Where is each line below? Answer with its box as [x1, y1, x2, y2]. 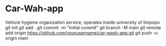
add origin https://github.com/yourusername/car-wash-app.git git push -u [5, 30, 158, 36]
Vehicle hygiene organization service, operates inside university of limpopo [5, 19, 160, 25]
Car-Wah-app [5, 3, 63, 14]
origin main [5, 35, 28, 41]
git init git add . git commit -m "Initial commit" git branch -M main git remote [5, 24, 161, 30]
